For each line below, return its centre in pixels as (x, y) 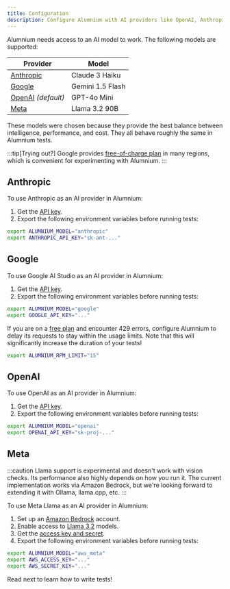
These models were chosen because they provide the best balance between (115, 125)
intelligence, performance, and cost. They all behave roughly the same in (110, 133)
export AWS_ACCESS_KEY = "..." (49, 560)
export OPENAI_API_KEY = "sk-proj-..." (61, 433)
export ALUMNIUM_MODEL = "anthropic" (58, 231)
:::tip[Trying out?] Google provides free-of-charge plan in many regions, (108, 153)
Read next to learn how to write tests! (60, 579)
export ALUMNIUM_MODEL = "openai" (53, 426)
